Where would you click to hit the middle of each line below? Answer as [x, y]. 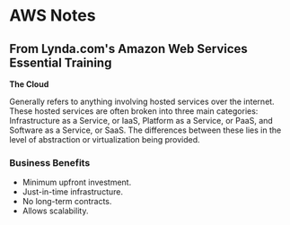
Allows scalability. [55, 211]
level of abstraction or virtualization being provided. [105, 139]
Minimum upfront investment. [77, 182]
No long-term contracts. [67, 202]
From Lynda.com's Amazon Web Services [129, 49]
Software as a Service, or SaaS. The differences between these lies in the [145, 130]
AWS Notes [53, 16]
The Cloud [29, 84]
